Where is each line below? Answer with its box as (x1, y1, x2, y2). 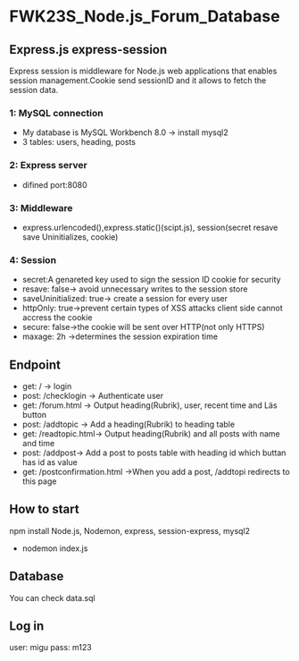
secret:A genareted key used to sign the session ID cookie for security (21, 275, 281, 285)
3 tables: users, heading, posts (21, 137, 137, 148)
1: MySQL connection (9, 106, 104, 119)
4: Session (9, 253, 56, 266)
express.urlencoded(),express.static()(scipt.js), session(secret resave (21, 222, 278, 233)
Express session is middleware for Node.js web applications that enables (9, 65, 278, 76)
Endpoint (9, 357, 61, 372)
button (21, 410, 47, 419)
